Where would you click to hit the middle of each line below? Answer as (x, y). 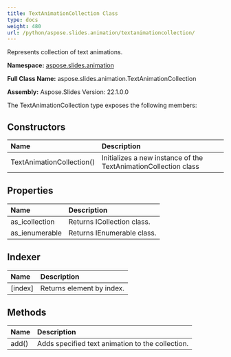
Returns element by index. (82, 288)
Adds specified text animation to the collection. (113, 343)
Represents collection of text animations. (65, 52)
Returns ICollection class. (109, 222)
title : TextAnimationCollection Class (63, 13)
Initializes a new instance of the (153, 158)
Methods (27, 313)
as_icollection (33, 222)
